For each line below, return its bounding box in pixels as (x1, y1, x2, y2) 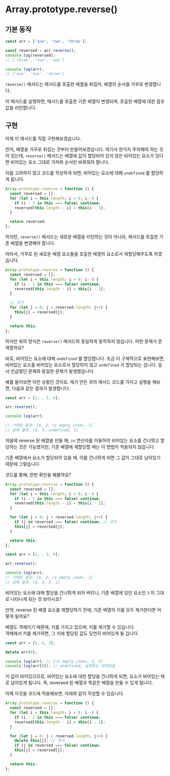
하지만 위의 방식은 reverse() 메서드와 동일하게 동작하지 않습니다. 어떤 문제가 (5, 338, 157, 344)
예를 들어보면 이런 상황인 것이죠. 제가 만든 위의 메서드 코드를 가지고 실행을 (5, 379, 151, 385)
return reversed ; (10, 219, 47, 224)
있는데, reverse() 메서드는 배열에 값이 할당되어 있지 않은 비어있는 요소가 (10, 153, 154, 159)
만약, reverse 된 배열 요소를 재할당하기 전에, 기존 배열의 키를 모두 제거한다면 (5, 607, 156, 613)
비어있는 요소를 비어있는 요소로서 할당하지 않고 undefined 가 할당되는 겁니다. (5, 362, 157, 368)
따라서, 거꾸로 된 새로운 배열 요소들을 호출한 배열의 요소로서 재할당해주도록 (5, 251, 153, 257)
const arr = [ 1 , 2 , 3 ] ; (5, 640, 56, 645)
